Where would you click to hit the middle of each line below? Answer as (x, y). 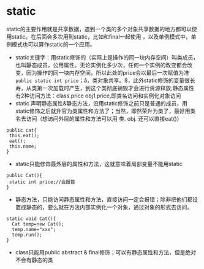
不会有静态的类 (34, 260)
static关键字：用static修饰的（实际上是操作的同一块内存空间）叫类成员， (107, 57)
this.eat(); (24, 135)
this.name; (23, 146)
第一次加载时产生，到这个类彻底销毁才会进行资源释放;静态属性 (115, 88)
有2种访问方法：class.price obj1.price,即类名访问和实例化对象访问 (98, 96)
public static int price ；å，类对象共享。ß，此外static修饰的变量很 (102, 80)
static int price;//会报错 (42, 182)
